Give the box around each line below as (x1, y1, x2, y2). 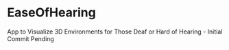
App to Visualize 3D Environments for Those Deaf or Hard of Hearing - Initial (7, 27, 223, 36)
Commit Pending (7, 34, 55, 42)
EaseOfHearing (7, 5, 96, 21)
